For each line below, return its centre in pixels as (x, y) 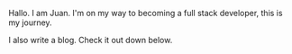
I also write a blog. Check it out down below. (91, 40)
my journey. (30, 22)
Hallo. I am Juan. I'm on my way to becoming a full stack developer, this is (146, 13)
